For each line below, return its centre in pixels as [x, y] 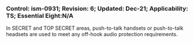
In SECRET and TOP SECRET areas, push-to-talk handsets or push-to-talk [95, 28]
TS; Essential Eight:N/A [40, 15]
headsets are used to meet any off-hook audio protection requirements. [92, 34]
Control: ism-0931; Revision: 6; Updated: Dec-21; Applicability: [97, 9]
